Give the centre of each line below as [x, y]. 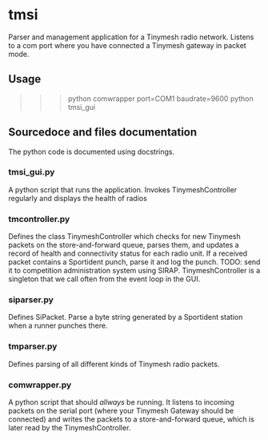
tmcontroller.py [39, 219]
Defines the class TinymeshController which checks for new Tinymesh [125, 236]
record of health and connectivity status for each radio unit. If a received [128, 253]
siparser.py [31, 300]
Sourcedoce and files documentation [103, 133]
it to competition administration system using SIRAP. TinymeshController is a [134, 271]
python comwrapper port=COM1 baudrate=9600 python [160, 99]
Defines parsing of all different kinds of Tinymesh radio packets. [114, 364]
